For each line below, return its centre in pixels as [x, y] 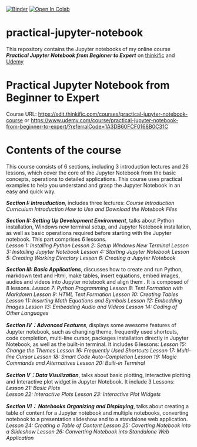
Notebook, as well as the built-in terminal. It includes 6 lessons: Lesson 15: [96, 344]
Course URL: [21, 114]
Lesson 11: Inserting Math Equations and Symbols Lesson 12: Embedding [94, 300]
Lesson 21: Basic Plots [33, 388]
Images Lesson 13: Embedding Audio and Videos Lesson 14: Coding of [92, 307]
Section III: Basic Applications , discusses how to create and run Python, [95, 269]
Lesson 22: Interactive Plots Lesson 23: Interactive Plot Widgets [84, 394]
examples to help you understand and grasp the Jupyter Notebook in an [93, 185]
